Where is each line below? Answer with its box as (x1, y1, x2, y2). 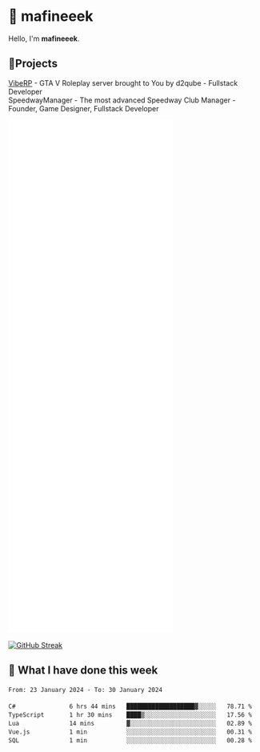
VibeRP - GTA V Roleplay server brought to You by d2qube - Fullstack (8, 78, 238, 87)
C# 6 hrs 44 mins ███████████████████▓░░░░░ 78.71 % (8, 702, 252, 711)
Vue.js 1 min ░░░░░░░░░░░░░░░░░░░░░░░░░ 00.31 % (8, 728, 252, 736)
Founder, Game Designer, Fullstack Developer (8, 103, 159, 113)
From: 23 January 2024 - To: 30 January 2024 (8, 686, 162, 694)
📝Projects (8, 57, 58, 70)
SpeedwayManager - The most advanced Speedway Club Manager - (8, 95, 236, 105)
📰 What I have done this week (8, 664, 158, 678)
